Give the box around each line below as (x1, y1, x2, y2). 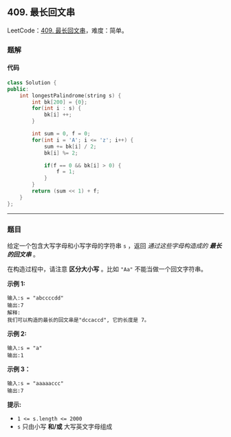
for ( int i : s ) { (32, 105, 81, 112)
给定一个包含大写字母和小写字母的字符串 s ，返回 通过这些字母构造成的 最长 (7, 241, 222, 250)
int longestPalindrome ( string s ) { (19, 92, 122, 99)
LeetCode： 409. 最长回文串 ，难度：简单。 (7, 26, 129, 35)
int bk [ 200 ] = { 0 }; (32, 99, 88, 106)
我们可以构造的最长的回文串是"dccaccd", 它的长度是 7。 (7, 316, 150, 323)
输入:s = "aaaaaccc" (7, 380, 64, 387)
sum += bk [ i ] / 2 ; (43, 143, 97, 150)
